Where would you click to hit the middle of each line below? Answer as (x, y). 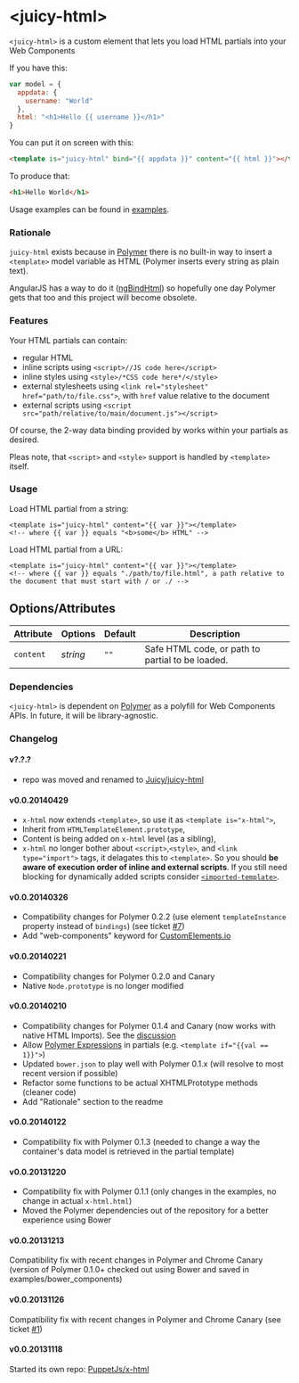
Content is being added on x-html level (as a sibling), (119, 839)
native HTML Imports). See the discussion (99, 1035)
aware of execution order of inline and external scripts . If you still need (154, 868)
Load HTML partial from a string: (69, 508)
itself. (19, 466)
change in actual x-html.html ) (77, 1201)
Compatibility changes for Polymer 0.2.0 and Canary (118, 976)
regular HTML (48, 358)
